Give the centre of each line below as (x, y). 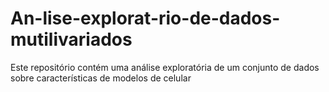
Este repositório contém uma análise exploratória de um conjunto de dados (165, 67)
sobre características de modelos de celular (101, 78)
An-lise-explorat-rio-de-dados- (145, 18)
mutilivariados (71, 39)
